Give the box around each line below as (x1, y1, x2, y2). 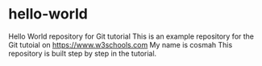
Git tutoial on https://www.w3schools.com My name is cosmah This (8, 39, 233, 49)
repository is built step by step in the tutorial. (8, 48, 157, 58)
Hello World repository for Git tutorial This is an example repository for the (8, 31, 255, 41)
